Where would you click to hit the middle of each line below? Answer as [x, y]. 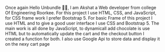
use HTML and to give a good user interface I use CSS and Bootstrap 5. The [82, 23]
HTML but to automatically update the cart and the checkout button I [75, 34]
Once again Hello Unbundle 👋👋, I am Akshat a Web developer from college [81, 8]
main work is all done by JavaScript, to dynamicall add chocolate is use [78, 28]
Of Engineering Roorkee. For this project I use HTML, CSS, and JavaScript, [81, 13]
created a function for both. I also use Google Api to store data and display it [82, 39]
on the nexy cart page [28, 44]
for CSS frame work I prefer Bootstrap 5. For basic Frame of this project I [79, 18]
